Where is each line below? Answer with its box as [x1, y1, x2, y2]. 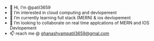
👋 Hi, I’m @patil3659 [9, 5, 51, 10]
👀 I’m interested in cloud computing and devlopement [9, 10, 117, 15]
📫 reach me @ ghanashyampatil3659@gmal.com [9, 30, 109, 36]
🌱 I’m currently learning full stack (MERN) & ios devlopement [9, 15, 131, 20]
